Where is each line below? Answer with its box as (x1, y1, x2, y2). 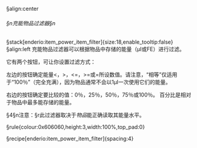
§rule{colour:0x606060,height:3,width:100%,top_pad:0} (6, 123, 145, 131)
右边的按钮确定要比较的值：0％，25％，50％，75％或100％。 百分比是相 (6, 91, 186, 98)
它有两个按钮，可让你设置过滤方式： (6, 58, 96, 65)
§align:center (6, 5, 39, 12)
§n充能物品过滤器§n (6, 19, 56, 26)
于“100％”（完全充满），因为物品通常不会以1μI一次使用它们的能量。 (6, 78, 171, 86)
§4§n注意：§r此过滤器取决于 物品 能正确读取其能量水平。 (6, 111, 145, 119)
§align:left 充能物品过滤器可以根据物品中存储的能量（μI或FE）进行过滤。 (6, 46, 185, 53)
